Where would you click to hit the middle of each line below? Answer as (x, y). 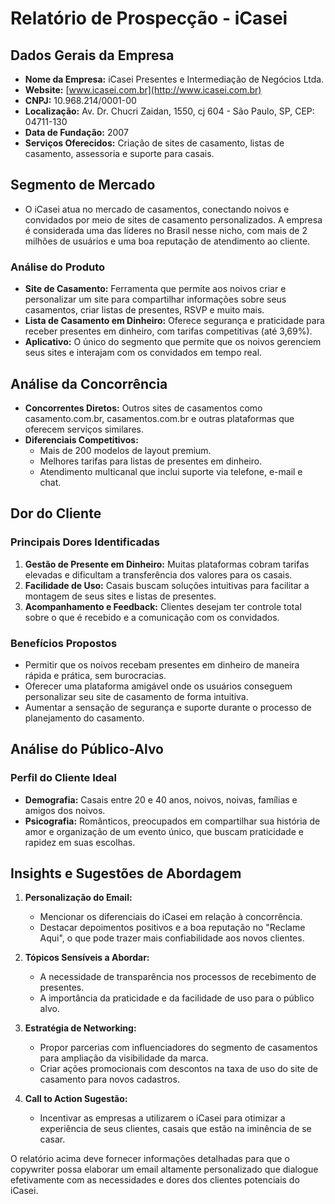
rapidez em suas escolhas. (80, 842)
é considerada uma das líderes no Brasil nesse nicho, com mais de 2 (166, 230)
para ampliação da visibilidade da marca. (124, 1058)
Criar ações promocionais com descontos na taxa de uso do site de (178, 1069)
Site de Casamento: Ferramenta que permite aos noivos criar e (155, 289)
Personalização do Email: (78, 898)
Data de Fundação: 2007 (76, 132)
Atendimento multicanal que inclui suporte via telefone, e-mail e (171, 471)
